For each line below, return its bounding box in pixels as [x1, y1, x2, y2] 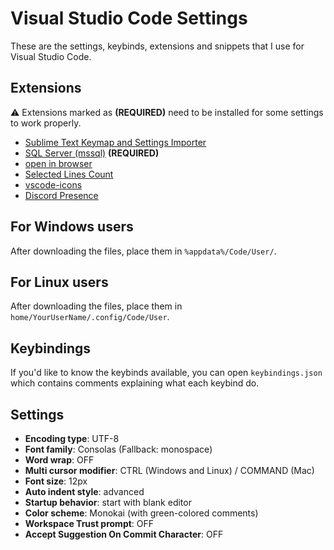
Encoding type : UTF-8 [24, 433, 120, 444]
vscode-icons [24, 178, 83, 191]
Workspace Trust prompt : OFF [24, 518, 155, 529]
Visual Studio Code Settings [10, 7, 248, 30]
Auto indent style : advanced [24, 486, 145, 497]
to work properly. [10, 117, 82, 129]
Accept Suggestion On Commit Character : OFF [24, 528, 224, 540]
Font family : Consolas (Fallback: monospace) [24, 443, 213, 455]
